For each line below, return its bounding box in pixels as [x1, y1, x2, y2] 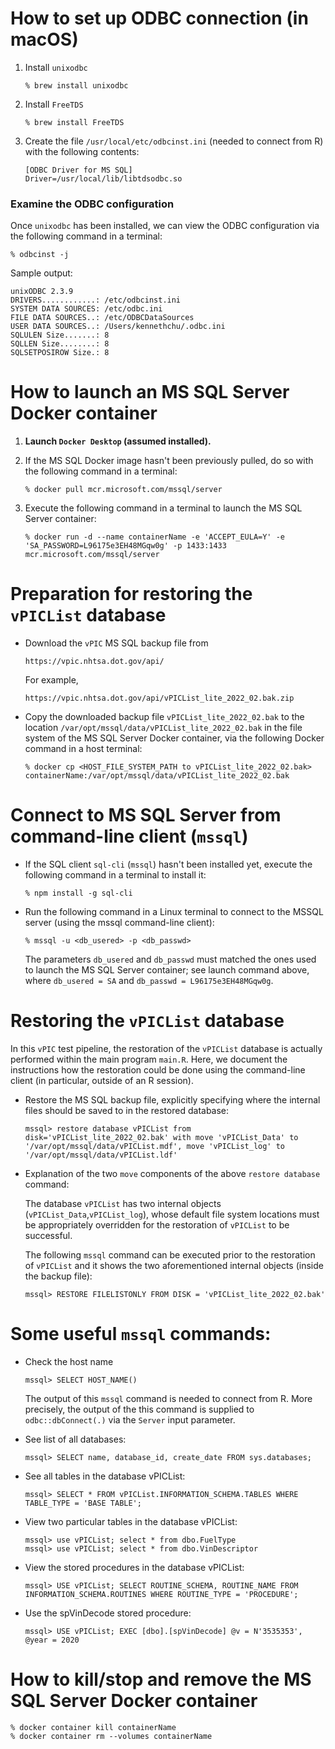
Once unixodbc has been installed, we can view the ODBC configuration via [10, 220, 320, 232]
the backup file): [24, 1270, 93, 1282]
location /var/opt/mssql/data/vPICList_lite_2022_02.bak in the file [24, 722, 303, 734]
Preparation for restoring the [10, 583, 253, 606]
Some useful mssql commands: [10, 1323, 272, 1346]
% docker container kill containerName [10, 1722, 177, 1732]
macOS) [10, 28, 79, 51]
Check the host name [24, 1355, 114, 1367]
